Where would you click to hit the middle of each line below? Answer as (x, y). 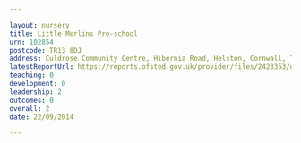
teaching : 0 (31, 76)
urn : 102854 (31, 42)
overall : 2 (30, 108)
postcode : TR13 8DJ (46, 50)
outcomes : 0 (31, 100)
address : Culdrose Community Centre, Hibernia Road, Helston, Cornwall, (148, 59)
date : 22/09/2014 (42, 117)
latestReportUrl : (42, 67)
